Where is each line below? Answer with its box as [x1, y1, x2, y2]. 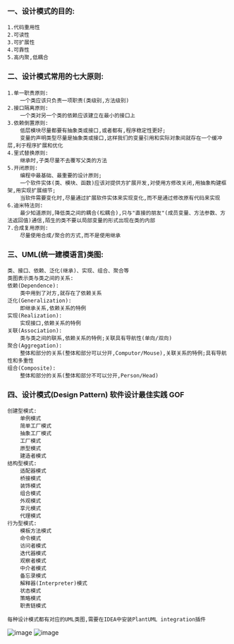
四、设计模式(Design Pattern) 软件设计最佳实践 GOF [7, 389, 185, 399]
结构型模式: [7, 460, 37, 467]
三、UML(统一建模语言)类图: [7, 249, 104, 259]
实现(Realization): [7, 312, 63, 319]
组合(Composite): [7, 365, 56, 372]
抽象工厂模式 [20, 430, 51, 437]
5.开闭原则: [7, 164, 39, 171]
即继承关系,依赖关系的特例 [20, 305, 87, 312]
